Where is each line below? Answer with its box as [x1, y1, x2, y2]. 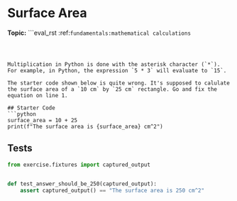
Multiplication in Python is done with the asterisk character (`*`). [7, 60, 221, 68]
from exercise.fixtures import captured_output [7, 161, 151, 168]
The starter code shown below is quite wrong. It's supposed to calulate [7, 80, 231, 87]
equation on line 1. [7, 92, 69, 99]
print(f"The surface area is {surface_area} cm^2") [7, 123, 163, 130]
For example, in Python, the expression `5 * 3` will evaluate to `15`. [7, 67, 227, 74]
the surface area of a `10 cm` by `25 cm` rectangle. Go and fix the [7, 85, 218, 93]
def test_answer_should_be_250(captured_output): [7, 180, 158, 188]
